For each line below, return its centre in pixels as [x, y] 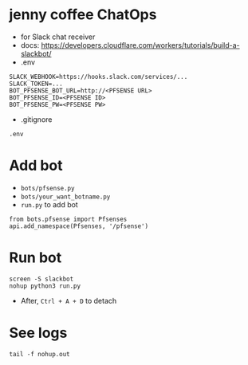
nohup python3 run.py [45, 286]
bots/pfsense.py [47, 188]
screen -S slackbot [41, 279]
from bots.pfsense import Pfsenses [68, 219]
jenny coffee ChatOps [83, 15]
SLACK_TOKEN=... [36, 84]
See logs [38, 333]
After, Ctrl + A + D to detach [69, 300]
